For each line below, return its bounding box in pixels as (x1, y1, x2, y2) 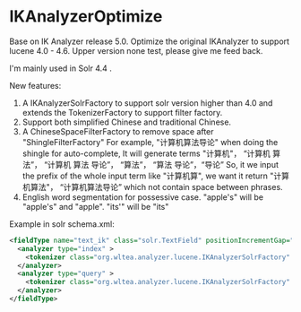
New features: (9, 80, 62, 91)
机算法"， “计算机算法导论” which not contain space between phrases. (21, 181, 284, 192)
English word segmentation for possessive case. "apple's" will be (21, 191, 264, 203)
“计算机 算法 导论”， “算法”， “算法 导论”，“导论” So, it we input (43, 159, 279, 169)
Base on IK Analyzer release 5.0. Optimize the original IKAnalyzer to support (9, 36, 289, 47)
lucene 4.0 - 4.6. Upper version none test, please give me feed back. (9, 45, 263, 56)
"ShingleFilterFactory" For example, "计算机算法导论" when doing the (21, 136, 279, 147)
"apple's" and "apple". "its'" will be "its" (21, 201, 169, 212)
